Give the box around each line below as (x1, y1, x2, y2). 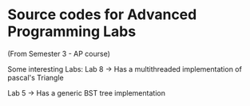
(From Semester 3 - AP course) (7, 49, 111, 58)
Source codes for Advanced (7, 6, 197, 24)
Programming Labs (7, 22, 137, 41)
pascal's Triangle (7, 73, 65, 82)
